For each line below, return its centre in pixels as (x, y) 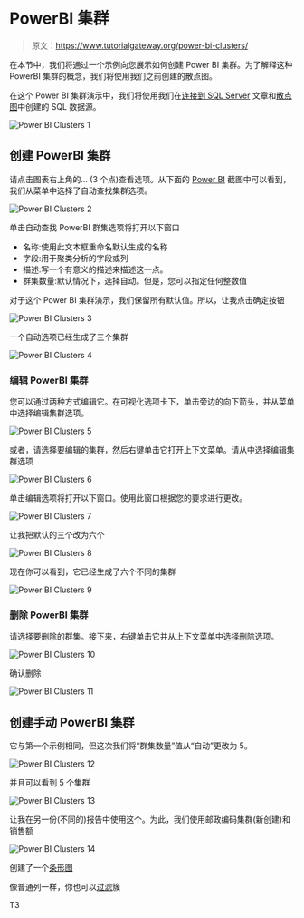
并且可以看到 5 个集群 (50, 783)
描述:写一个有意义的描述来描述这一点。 (95, 269)
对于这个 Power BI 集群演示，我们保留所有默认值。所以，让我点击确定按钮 (147, 299)
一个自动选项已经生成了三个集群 (69, 337)
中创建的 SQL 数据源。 (59, 106)
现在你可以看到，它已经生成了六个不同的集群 (93, 571)
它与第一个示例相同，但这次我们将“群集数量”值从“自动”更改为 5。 (131, 746)
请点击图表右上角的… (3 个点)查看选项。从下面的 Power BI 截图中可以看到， (150, 179)
